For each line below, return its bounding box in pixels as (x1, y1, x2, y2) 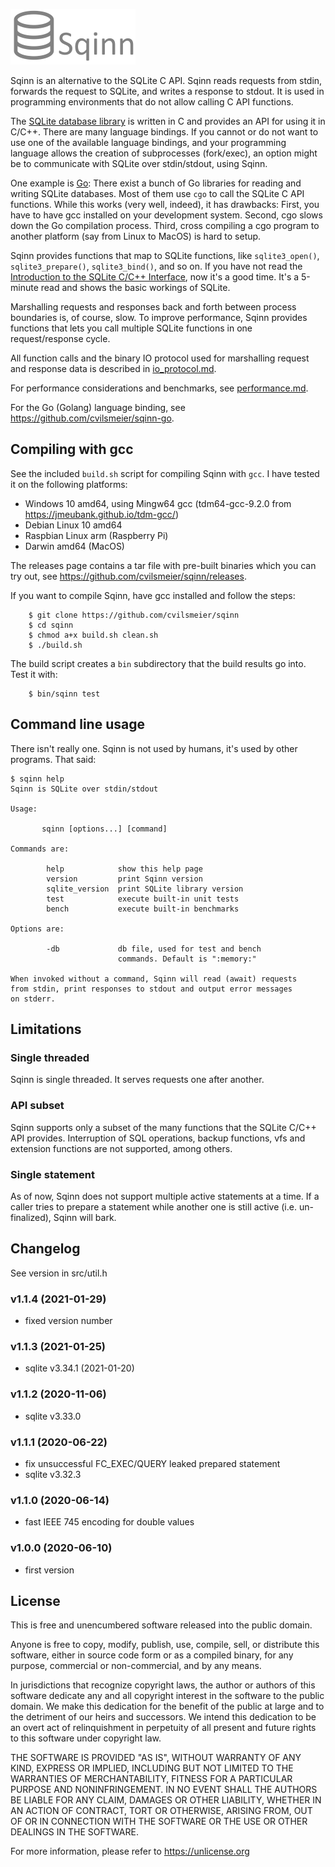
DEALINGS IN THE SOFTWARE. (10, 1826, 139, 1838)
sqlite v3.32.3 (24, 1468, 82, 1480)
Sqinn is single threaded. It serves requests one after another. (10, 1074, 265, 1086)
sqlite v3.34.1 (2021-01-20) (24, 1362, 135, 1374)
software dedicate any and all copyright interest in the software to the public (10, 1690, 325, 1702)
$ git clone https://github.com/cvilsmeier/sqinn (28, 610, 240, 620)
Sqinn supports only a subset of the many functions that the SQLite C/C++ (10, 1121, 317, 1133)
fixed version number (24, 1315, 113, 1327)
